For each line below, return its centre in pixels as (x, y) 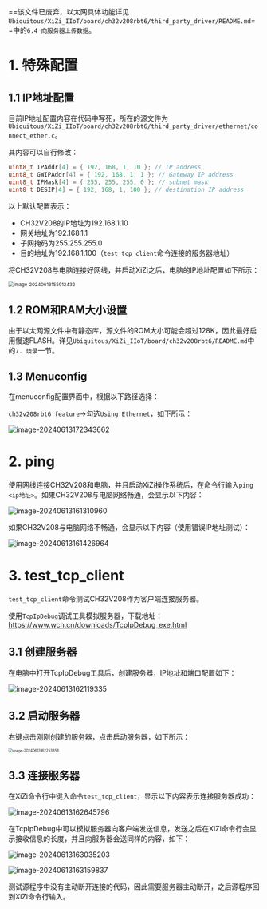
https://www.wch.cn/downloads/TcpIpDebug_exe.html (98, 625)
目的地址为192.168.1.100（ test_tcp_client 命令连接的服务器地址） (127, 253)
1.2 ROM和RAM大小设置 (68, 310)
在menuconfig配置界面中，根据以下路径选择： (84, 397)
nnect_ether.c (32, 136)
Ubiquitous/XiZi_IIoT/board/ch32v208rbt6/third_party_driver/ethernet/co (133, 126)
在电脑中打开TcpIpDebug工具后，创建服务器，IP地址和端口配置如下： (122, 672)
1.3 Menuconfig (48, 376)
